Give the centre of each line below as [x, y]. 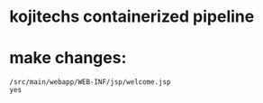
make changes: [68, 58]
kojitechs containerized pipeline [132, 17]
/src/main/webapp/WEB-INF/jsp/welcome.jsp [90, 82]
